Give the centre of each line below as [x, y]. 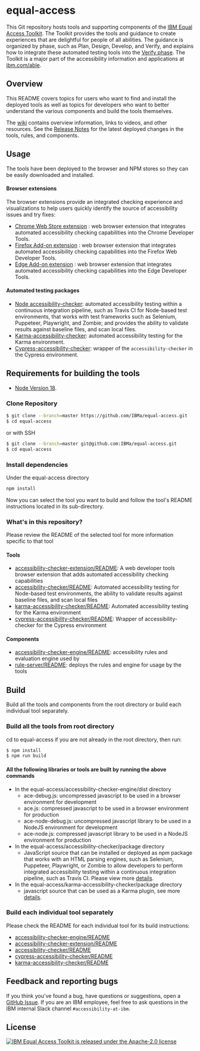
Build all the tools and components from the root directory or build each [94, 705]
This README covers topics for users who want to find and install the [91, 98]
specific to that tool [30, 541]
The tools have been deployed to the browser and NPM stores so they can [97, 169]
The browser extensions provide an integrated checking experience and [95, 201]
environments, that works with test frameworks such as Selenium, [96, 316]
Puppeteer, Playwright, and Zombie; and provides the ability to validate [101, 323]
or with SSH [21, 433]
